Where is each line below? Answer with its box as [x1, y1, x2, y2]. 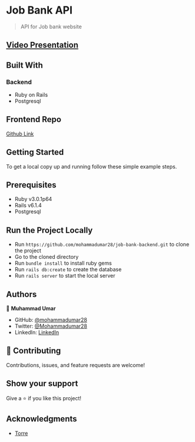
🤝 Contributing [6, 346, 61, 356]
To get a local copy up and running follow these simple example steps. [6, 163, 177, 170]
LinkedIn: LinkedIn [14, 329, 60, 336]
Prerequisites [6, 180, 57, 190]
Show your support [6, 378, 78, 389]
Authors [6, 289, 37, 299]
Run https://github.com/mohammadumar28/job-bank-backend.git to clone [14, 241, 190, 248]
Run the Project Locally [6, 225, 93, 235]
